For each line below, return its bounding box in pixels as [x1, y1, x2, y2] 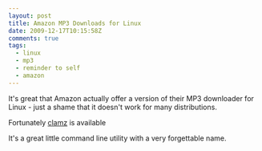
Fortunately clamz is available [8, 117, 107, 127]
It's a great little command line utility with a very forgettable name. [8, 133, 227, 143]
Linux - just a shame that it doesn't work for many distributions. [8, 102, 218, 112]
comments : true [8, 34, 59, 43]
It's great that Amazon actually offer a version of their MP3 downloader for [8, 93, 255, 103]
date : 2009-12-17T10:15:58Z [8, 27, 103, 35]
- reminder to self [15, 64, 81, 72]
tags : [8, 42, 26, 50]
